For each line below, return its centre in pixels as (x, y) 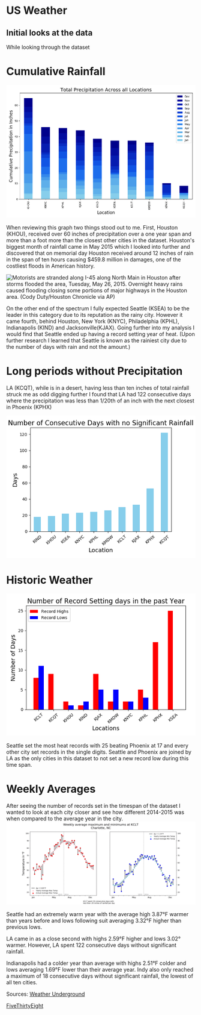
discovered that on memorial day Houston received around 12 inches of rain (100, 253)
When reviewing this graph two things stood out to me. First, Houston (92, 227)
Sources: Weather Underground (46, 994)
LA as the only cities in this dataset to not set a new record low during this (97, 758)
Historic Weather (49, 580)
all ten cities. (22, 982)
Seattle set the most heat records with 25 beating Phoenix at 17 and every (97, 745)
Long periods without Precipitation (94, 371)
